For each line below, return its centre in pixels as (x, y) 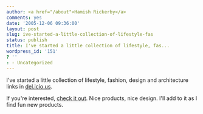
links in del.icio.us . (29, 86)
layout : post (23, 29)
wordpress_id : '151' (33, 52)
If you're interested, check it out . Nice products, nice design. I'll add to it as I (102, 98)
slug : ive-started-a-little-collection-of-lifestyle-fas (80, 35)
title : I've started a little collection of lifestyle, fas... (88, 46)
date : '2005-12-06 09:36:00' (43, 23)
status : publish (27, 40)
